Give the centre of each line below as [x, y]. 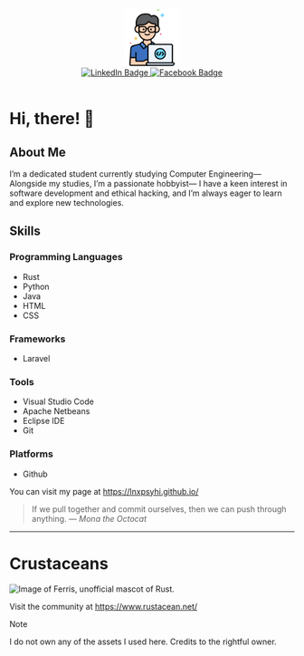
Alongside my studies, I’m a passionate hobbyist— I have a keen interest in [148, 183]
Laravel [36, 358]
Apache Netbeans [56, 411]
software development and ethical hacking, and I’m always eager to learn [146, 193]
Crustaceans [59, 563]
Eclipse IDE [43, 421]
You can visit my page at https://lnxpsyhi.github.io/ [104, 491]
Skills [25, 232]
